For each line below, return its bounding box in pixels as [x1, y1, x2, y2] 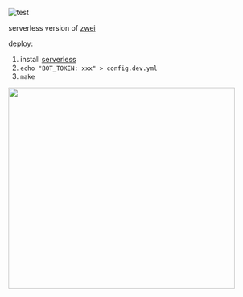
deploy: [8, 39, 34, 48]
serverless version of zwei [8, 23, 96, 32]
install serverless [19, 55, 76, 64]
